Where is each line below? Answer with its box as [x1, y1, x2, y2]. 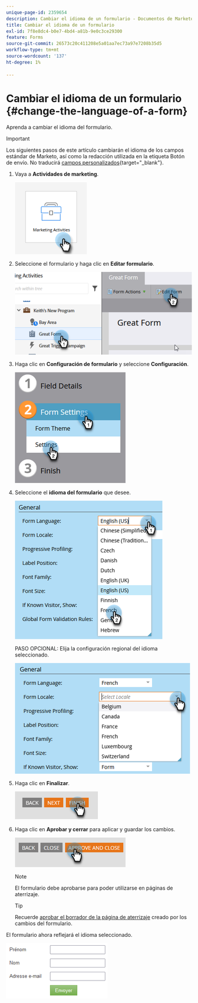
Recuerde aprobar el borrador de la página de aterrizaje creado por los [14, 914, 187, 921]
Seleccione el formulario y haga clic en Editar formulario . [14, 260, 154, 267]
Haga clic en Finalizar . [14, 780, 70, 787]
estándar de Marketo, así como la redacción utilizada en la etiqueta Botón [6, 153, 185, 160]
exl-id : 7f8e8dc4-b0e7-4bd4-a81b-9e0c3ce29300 [6, 28, 123, 34]
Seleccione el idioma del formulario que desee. [14, 489, 131, 496]
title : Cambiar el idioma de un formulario [6, 22, 115, 28]
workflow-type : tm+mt [6, 47, 60, 53]
